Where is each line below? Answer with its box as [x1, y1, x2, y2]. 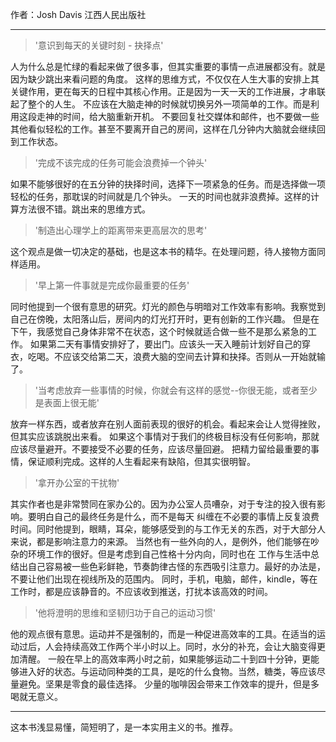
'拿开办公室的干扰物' [34, 477, 120, 488]
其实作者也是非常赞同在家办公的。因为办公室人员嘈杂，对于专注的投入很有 [10, 498, 317, 510]
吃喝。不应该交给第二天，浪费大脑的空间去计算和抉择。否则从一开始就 [27, 351, 317, 362]
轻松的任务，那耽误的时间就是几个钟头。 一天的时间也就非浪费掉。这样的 [10, 191, 311, 202]
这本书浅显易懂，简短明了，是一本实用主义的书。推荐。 [10, 721, 238, 733]
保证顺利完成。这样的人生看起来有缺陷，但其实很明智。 [27, 456, 256, 467]
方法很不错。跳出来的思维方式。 [18, 203, 151, 215]
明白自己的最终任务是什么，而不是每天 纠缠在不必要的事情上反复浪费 [36, 511, 320, 522]
